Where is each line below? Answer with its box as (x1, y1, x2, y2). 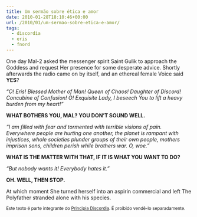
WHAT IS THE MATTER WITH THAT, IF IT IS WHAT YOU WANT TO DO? (6, 153, 181, 160)
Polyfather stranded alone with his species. (6, 194, 111, 201)
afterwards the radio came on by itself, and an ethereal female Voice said (6, 70, 184, 77)
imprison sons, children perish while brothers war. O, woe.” (6, 142, 150, 149)
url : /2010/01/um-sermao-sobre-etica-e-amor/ (6, 19, 120, 25)
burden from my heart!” (6, 100, 64, 107)
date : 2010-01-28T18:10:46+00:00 (6, 14, 88, 20)
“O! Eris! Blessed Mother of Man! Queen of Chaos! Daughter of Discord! (6, 88, 181, 95)
